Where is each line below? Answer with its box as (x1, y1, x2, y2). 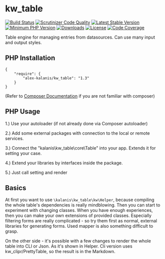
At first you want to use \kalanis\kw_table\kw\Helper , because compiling (5, 197, 155, 203)
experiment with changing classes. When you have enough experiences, (5, 207, 153, 213)
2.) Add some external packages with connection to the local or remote (5, 130, 150, 136)
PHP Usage (5, 107, 41, 116)
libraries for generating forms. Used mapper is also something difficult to (5, 223, 153, 229)
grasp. (5, 228, 18, 234)
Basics (5, 184, 26, 192)
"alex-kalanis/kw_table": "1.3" (23, 75, 90, 81)
